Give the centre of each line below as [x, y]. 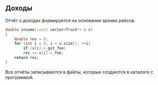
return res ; [27, 58]
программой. [20, 77]
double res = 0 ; [31, 39]
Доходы [19, 8]
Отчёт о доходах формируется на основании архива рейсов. [70, 20]
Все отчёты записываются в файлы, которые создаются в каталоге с [79, 72]
